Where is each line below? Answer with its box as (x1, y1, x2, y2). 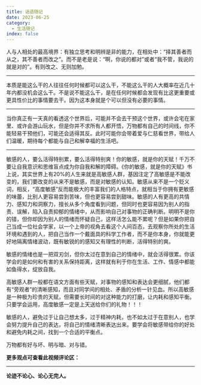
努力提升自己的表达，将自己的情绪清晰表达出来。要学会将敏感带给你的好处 (11, 321, 195, 328)
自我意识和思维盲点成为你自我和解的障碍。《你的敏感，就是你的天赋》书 (16, 163, 193, 171)
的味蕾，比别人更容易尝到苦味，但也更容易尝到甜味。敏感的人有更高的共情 (6, 193, 190, 201)
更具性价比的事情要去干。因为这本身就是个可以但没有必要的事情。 (6, 96, 169, 104)
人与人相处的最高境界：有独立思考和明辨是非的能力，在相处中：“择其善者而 (6, 48, 193, 56)
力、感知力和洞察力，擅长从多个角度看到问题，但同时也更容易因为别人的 (6, 201, 184, 208)
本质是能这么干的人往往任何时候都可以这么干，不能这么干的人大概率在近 (6, 81, 184, 89)
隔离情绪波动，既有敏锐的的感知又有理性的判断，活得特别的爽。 (16, 238, 174, 245)
